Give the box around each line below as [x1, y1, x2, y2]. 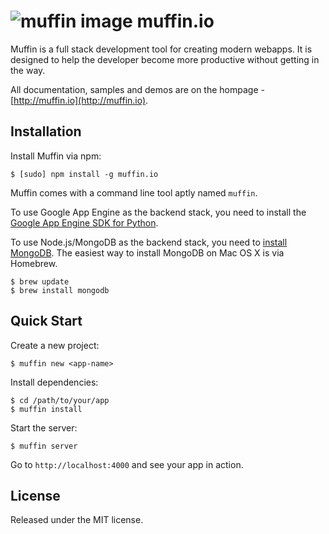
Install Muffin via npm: [10, 150, 102, 162]
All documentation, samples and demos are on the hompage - [10, 83, 265, 95]
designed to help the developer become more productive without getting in [10, 53, 320, 65]
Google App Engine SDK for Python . [10, 216, 159, 229]
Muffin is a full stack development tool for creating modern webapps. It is [10, 43, 313, 55]
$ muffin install [10, 404, 83, 414]
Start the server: [10, 421, 78, 434]
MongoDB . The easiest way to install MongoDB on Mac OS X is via [10, 246, 285, 259]
